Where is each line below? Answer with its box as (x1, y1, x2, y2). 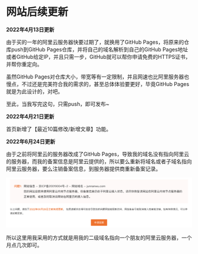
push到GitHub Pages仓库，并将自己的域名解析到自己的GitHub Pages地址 (11, 45, 189, 53)
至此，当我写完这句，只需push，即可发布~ (6, 100, 110, 107)
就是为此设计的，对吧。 (6, 88, 63, 95)
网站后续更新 (6, 5, 69, 19)
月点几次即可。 (6, 242, 42, 249)
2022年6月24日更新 (6, 138, 56, 145)
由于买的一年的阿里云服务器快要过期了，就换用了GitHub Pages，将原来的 (6, 38, 184, 45)
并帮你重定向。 (6, 60, 42, 68)
